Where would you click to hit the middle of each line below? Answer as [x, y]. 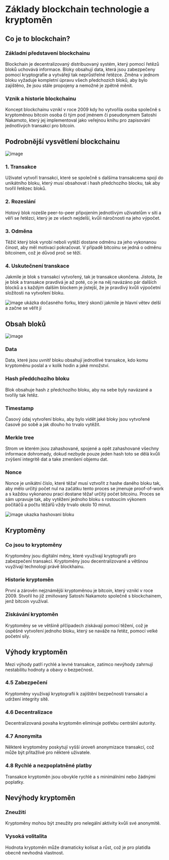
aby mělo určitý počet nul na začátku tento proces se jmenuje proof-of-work [84, 489]
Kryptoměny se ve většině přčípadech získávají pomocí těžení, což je [77, 625]
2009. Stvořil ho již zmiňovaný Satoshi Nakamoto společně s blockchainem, [84, 596]
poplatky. [15, 782]
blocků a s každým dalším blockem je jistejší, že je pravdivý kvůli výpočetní [83, 288]
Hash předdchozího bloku [37, 379]
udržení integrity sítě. [27, 699]
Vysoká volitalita [26, 836]
